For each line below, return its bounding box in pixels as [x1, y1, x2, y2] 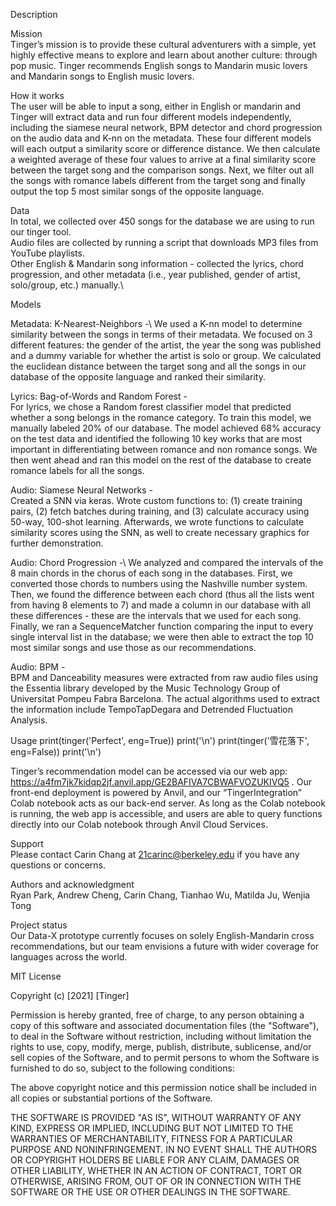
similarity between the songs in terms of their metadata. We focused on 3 [10, 329, 313, 340]
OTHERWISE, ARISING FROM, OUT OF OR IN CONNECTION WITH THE [10, 1175, 302, 1187]
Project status [10, 919, 68, 931]
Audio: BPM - [10, 661, 66, 673]
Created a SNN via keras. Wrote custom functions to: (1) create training [10, 495, 303, 506]
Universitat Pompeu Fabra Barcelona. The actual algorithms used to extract [10, 693, 320, 704]
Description [10, 9, 58, 20]
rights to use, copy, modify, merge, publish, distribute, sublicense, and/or [10, 1041, 312, 1053]
